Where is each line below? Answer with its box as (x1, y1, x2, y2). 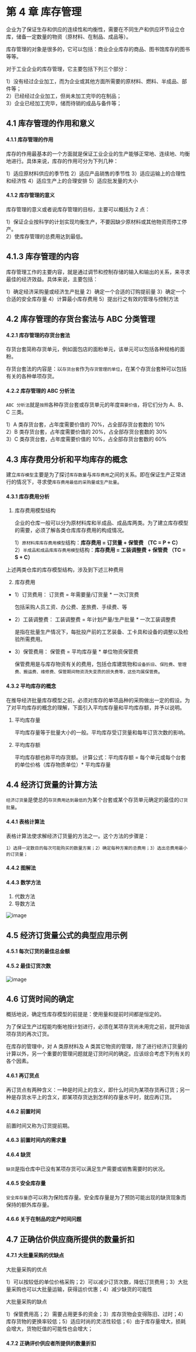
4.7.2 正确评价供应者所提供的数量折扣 (6, 1340, 96, 1347)
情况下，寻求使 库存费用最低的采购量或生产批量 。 (16, 478, 123, 486)
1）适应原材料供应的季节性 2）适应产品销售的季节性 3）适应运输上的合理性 (6, 170, 186, 177)
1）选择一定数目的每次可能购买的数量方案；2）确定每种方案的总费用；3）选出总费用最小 (6, 845, 188, 851)
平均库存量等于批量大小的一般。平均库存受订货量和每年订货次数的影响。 (14, 729, 188, 736)
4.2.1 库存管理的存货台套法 (6, 331, 71, 338)
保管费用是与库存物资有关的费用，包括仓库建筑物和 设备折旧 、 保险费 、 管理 (14, 661, 187, 668)
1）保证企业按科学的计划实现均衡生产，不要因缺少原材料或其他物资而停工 (6, 218, 182, 225)
